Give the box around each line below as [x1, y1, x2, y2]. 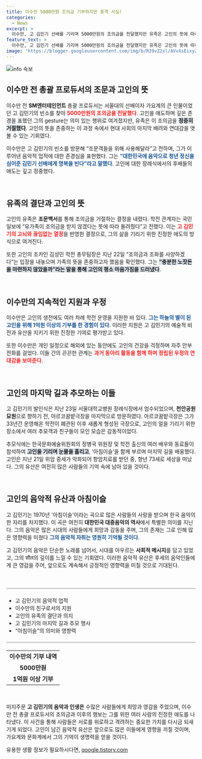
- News [11, 20, 28, 26]
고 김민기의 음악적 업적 [14, 597, 69, 604]
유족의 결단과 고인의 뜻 [6, 198, 85, 208]
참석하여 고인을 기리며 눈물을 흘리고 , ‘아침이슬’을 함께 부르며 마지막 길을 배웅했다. [6, 448, 196, 455]
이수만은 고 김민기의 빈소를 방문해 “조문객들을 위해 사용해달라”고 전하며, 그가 [6, 145, 186, 152]
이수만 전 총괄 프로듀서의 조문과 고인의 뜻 [6, 85, 148, 95]
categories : [6, 14, 36, 20]
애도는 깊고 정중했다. [6, 167, 55, 175]
